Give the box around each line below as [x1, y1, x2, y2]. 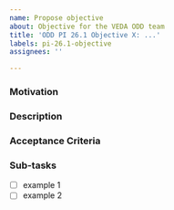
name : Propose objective [9, 13, 104, 23]
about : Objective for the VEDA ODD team [9, 22, 166, 31]
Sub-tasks [9, 159, 57, 172]
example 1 [22, 180, 61, 191]
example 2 [22, 190, 62, 201]
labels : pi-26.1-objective [9, 38, 112, 48]
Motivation [9, 86, 59, 99]
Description [9, 110, 63, 122]
